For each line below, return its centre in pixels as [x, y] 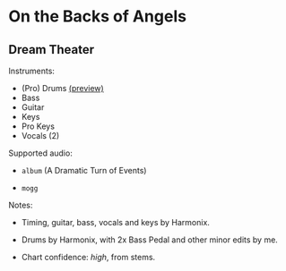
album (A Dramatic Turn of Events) [84, 170]
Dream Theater [52, 50]
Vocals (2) [40, 135]
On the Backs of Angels [98, 17]
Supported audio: [40, 153]
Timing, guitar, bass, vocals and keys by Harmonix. [115, 222]
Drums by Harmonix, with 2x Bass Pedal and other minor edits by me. [150, 240]
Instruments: [32, 71]
